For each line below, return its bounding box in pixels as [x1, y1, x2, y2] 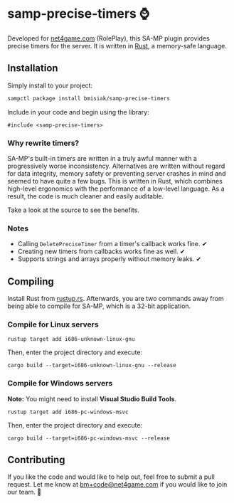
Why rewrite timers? [7, 138, 80, 148]
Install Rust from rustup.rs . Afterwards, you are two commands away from [7, 295, 224, 303]
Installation [7, 62, 58, 75]
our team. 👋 [7, 488, 41, 497]
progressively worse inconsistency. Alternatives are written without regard [7, 162, 225, 170]
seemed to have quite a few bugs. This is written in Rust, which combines [7, 176, 223, 185]
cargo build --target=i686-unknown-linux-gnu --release [7, 362, 176, 369]
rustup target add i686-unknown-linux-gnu [7, 336, 135, 343]
